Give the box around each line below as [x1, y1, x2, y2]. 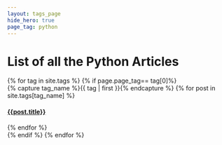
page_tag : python [7, 23, 58, 30]
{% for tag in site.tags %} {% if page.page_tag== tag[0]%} [7, 76, 177, 85]
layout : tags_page [7, 10, 61, 18]
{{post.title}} [7, 107, 46, 116]
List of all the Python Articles [7, 53, 179, 69]
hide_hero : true [7, 17, 55, 24]
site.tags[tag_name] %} [7, 92, 76, 100]
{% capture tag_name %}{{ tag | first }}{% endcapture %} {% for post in [7, 84, 216, 92]
